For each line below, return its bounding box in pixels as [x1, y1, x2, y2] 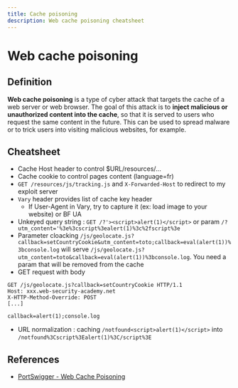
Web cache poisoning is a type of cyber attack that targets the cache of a [7, 95, 225, 103]
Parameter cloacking [17, 231, 79, 240]
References [7, 353, 60, 365]
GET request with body [17, 268, 85, 276]
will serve [60, 245, 90, 253]
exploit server [17, 187, 58, 196]
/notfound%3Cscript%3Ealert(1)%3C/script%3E [17, 334, 152, 342]
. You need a [189, 253, 227, 261]
